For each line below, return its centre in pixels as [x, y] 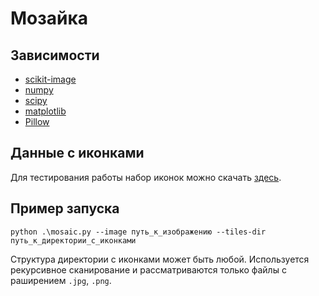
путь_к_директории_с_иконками [73, 240]
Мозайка [49, 18]
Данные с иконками [77, 153]
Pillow [37, 121]
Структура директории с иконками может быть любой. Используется [160, 259]
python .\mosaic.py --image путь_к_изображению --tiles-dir [138, 232]
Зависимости [55, 55]
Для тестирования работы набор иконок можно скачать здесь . [146, 177]
